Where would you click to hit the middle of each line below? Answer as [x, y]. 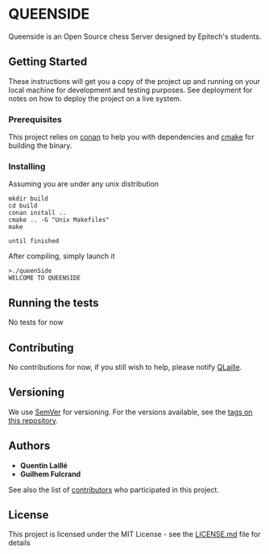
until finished [34, 241]
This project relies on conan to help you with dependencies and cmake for [132, 137]
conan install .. [37, 213]
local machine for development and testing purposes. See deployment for [130, 90]
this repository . [33, 420]
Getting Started [48, 62]
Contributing [41, 348]
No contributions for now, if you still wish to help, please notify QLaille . [125, 367]
